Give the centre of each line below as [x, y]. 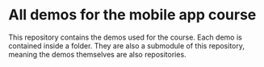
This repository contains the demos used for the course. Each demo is [125, 37]
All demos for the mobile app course [132, 15]
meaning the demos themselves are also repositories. [98, 54]
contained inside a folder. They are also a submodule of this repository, [126, 45]
